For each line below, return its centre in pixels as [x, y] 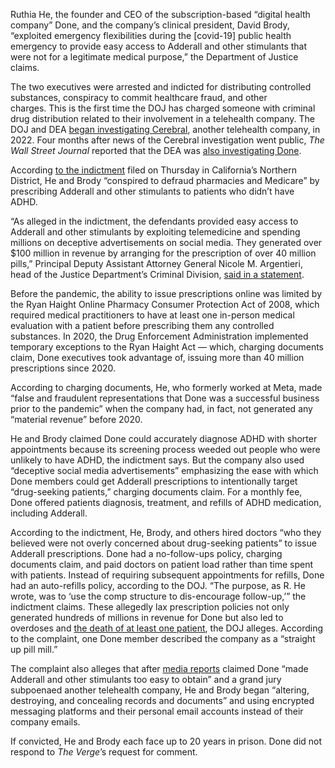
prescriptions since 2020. [63, 368]
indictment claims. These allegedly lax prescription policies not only [150, 607]
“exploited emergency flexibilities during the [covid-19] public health [151, 35]
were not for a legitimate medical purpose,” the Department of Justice [154, 57]
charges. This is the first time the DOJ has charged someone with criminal [163, 108]
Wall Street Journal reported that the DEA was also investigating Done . [156, 150]
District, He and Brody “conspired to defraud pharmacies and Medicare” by [165, 180]
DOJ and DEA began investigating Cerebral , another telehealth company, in [165, 129]
